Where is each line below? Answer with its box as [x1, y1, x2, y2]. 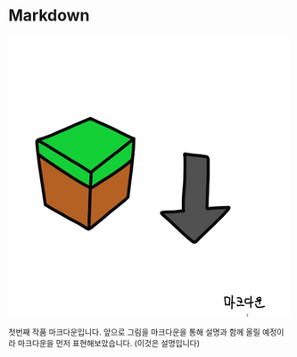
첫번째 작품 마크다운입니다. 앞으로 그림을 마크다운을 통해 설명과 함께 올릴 [8, 327, 260, 337]
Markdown [8, 5, 90, 26]
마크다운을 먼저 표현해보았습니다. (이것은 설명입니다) [17, 337, 201, 348]
